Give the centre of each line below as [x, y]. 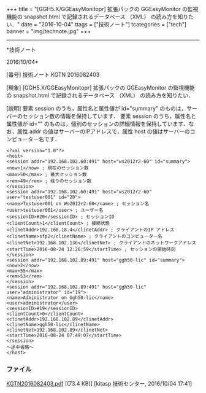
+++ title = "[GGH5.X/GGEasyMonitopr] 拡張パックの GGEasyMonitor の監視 [102, 9]
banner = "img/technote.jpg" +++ [49, 31]
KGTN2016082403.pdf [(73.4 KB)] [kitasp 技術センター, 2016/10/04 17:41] [99, 384]
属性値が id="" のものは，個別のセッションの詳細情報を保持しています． [97, 124]
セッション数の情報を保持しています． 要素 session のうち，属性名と [109, 116]
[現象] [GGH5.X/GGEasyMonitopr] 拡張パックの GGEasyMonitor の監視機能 [101, 88]
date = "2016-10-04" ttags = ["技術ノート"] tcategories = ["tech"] [104, 24]
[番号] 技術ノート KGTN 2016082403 [53, 75]
